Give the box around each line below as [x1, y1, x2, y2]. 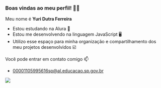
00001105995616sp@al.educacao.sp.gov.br [12, 68, 104, 74]
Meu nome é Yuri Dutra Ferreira [5, 16, 72, 22]
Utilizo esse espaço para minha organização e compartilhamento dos [12, 39, 156, 45]
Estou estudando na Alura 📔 [12, 26, 70, 32]
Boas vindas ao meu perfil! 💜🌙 [5, 5, 80, 12]
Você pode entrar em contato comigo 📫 [5, 56, 89, 62]
